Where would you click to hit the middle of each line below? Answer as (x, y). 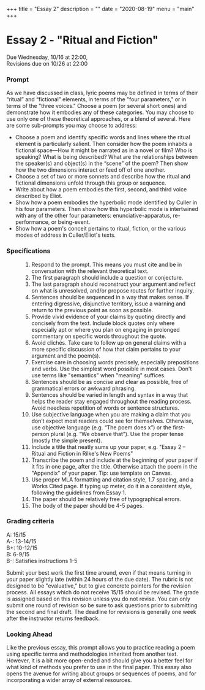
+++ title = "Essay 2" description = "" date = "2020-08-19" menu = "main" (100, 9)
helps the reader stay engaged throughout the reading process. (111, 401)
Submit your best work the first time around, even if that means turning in (99, 572)
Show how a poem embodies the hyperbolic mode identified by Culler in (106, 202)
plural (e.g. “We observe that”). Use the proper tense (117, 434)
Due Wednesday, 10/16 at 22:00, (47, 57)
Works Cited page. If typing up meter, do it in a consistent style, (112, 486)
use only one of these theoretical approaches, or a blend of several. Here (99, 119)
